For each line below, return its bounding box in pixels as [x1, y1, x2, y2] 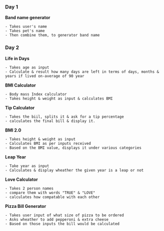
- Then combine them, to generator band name [5, 33, 100, 38]
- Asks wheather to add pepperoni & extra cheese [5, 217, 109, 222]
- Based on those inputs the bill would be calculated [5, 221, 120, 226]
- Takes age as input [5, 65, 50, 70]
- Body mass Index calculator [5, 92, 67, 97]
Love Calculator [5, 176, 38, 182]
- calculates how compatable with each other [5, 195, 100, 199]
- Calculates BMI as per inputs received [5, 141, 91, 146]
